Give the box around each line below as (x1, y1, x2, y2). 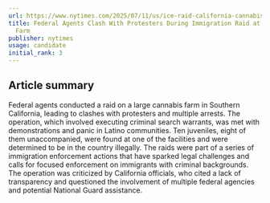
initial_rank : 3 (8, 49, 63, 57)
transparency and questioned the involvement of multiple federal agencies (8, 177, 255, 186)
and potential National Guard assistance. (8, 185, 143, 195)
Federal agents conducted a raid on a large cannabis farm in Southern (8, 99, 240, 109)
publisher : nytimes (8, 34, 74, 43)
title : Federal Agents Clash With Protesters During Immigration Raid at (8, 19, 261, 27)
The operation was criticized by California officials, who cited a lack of (8, 168, 241, 177)
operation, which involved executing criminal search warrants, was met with (8, 117, 260, 127)
